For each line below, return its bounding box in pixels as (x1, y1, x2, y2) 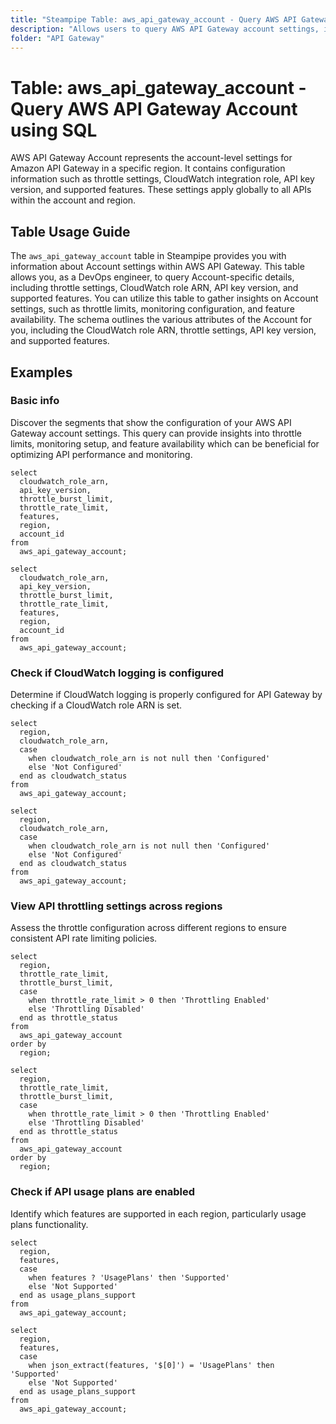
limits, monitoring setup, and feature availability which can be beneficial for (10, 437, 320, 450)
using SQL (10, 119, 98, 141)
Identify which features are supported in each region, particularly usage (10, 1207, 307, 1220)
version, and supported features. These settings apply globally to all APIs (10, 184, 312, 196)
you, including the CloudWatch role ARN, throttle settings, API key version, (10, 324, 317, 336)
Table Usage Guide (10, 223, 131, 240)
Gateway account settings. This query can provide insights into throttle (10, 427, 302, 439)
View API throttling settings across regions (10, 899, 223, 913)
